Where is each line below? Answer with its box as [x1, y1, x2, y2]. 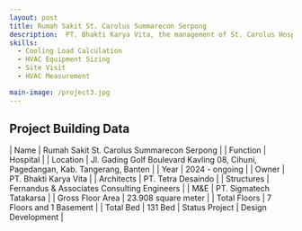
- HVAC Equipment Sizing [17, 55, 111, 64]
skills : [9, 38, 39, 48]
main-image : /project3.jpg [9, 87, 111, 97]
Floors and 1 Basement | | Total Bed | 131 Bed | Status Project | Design [9, 202, 267, 213]
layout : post [9, 13, 58, 22]
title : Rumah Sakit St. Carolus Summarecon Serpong [9, 22, 207, 31]
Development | [9, 212, 64, 223]
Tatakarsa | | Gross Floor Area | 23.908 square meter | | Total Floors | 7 [9, 192, 272, 203]
